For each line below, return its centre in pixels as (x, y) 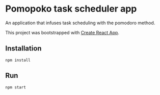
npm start (16, 87)
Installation (23, 49)
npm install (18, 60)
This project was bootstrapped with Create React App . (62, 32)
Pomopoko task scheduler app (71, 9)
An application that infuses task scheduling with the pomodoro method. (80, 23)
